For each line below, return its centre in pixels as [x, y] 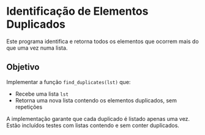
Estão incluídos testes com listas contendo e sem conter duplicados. [93, 125]
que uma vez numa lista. [37, 48]
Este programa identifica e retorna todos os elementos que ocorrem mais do [102, 41]
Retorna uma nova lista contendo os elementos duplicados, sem [96, 100]
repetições [29, 107]
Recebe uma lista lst [42, 94]
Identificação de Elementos [77, 11]
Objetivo [23, 67]
